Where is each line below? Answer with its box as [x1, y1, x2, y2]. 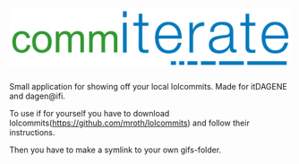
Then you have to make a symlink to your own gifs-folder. [9, 144, 222, 155]
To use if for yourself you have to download [9, 108, 170, 118]
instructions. [9, 126, 56, 137]
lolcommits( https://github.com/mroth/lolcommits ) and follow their [9, 117, 251, 128]
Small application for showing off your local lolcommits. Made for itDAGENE [9, 81, 288, 91]
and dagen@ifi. [9, 91, 65, 101]
